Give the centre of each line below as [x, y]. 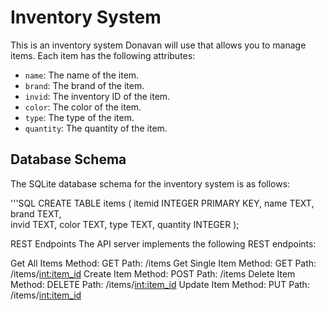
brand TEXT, [36, 213]
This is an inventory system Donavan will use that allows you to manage [158, 45]
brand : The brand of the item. [84, 85]
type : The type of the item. [79, 117]
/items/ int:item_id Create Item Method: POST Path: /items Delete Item [153, 273]
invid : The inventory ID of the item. [97, 96]
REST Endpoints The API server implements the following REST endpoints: [163, 243]
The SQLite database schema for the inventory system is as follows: [150, 183]
